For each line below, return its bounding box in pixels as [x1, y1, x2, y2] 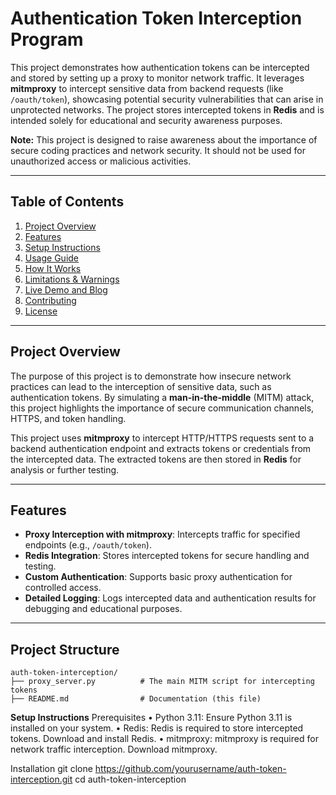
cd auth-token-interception [74, 773, 187, 786]
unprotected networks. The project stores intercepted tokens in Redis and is [10, 103, 325, 116]
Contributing [24, 294, 77, 306]
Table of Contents [10, 193, 125, 211]
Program [10, 28, 84, 51]
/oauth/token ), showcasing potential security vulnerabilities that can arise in [10, 93, 324, 105]
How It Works [24, 262, 82, 274]
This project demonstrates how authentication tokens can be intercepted [10, 61, 310, 73]
